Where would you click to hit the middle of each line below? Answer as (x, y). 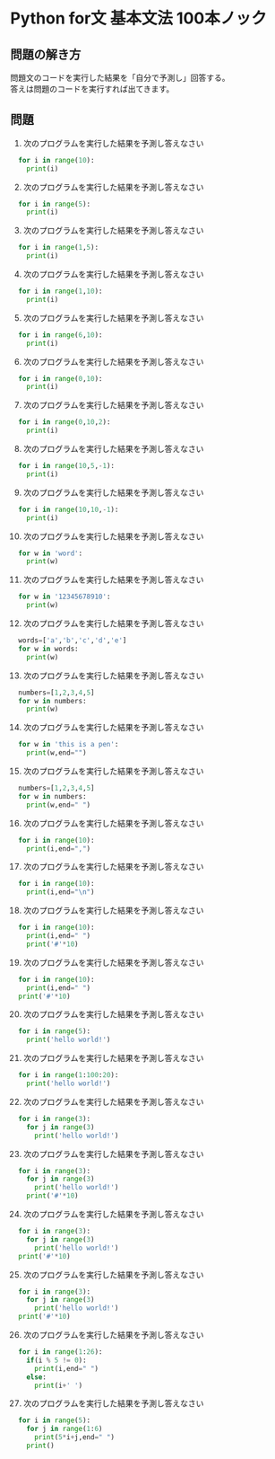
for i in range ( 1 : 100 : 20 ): (69, 1075)
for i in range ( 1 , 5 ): (59, 248)
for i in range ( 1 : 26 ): (60, 1352)
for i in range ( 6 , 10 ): (60, 335)
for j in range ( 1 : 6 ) (64, 1429)
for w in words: (48, 649)
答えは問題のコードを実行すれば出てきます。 (92, 89)
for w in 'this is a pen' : (69, 745)
